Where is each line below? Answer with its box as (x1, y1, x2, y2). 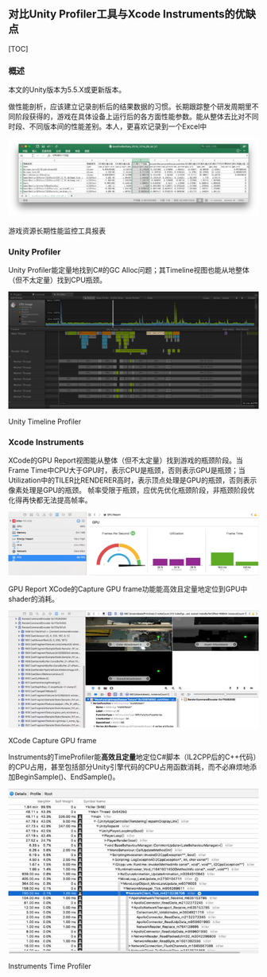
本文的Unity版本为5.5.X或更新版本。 (8, 85, 126, 95)
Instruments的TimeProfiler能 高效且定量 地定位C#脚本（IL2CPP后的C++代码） (8, 752, 257, 762)
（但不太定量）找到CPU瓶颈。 (8, 275, 107, 285)
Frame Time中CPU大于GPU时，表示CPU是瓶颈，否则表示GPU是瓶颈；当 (8, 465, 246, 475)
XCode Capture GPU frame (8, 736, 97, 746)
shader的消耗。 (8, 595, 60, 604)
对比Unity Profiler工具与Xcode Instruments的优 (8, 7, 246, 21)
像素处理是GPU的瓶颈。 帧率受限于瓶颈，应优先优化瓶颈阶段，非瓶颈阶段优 (8, 485, 255, 494)
